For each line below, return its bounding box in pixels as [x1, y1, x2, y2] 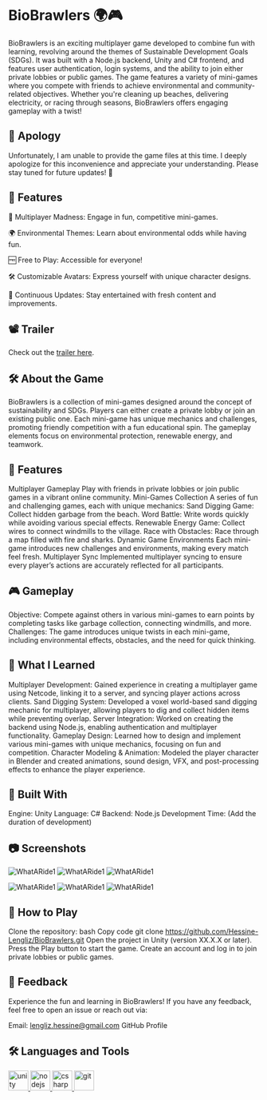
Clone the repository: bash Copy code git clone [8, 927, 164, 936]
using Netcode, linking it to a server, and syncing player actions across [8, 688, 241, 698]
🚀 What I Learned [8, 659, 96, 672]
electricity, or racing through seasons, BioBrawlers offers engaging [8, 98, 229, 107]
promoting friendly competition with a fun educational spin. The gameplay [8, 423, 251, 432]
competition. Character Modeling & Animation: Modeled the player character [8, 747, 259, 757]
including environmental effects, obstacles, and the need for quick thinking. [8, 635, 257, 644]
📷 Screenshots [8, 841, 86, 855]
